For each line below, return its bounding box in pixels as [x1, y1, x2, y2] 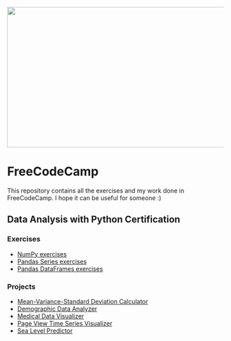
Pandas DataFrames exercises [16, 265, 103, 273]
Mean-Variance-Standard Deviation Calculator [16, 297, 148, 305]
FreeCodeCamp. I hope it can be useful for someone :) [7, 193, 162, 202]
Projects [7, 282, 36, 291]
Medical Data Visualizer [16, 311, 85, 320]
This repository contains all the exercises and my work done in [7, 186, 184, 195]
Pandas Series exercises [16, 257, 87, 265]
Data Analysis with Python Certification [7, 214, 181, 225]
